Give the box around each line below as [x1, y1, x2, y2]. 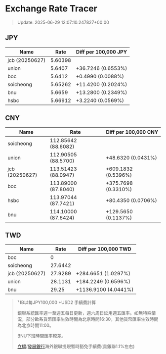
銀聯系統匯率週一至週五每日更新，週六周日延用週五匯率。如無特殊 [17, 310, 152, 316]
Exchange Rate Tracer [5, 3, 98, 14]
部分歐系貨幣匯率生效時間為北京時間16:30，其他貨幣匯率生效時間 [26, 316, 159, 322]
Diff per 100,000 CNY [106, 128, 159, 135]
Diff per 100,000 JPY [76, 48, 127, 55]
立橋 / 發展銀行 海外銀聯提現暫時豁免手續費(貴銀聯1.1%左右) [17, 344, 135, 350]
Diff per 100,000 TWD [78, 246, 132, 253]
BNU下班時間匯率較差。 [17, 333, 66, 339]
